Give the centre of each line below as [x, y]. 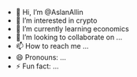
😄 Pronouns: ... [41, 57]
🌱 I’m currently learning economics [72, 29]
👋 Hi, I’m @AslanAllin [50, 12]
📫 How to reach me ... [52, 46]
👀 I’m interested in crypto [56, 20]
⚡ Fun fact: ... [37, 66]
